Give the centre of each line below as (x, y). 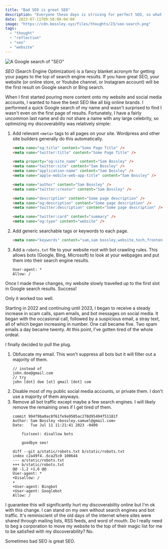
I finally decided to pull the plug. (38, 344)
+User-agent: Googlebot (37, 491)
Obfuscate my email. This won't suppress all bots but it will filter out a (84, 354)
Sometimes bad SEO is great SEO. (40, 541)
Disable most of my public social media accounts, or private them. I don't (87, 391)
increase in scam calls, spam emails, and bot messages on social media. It (82, 313)
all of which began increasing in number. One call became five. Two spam (81, 324)
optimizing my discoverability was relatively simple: (58, 123)
